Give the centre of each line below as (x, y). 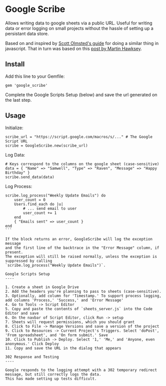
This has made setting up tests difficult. (51, 379)
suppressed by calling (29, 261)
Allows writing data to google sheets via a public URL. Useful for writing (79, 23)
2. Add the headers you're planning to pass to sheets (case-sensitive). (83, 291)
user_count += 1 (40, 213)
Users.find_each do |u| (39, 204)
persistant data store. (27, 33)
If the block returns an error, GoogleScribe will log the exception (79, 239)
